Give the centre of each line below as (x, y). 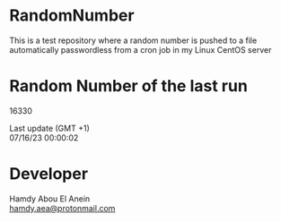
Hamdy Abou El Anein (50, 199)
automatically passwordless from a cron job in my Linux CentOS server (140, 49)
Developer (48, 174)
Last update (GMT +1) (49, 128)
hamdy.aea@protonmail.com (62, 208)
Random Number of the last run (129, 86)
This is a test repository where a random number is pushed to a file (133, 40)
